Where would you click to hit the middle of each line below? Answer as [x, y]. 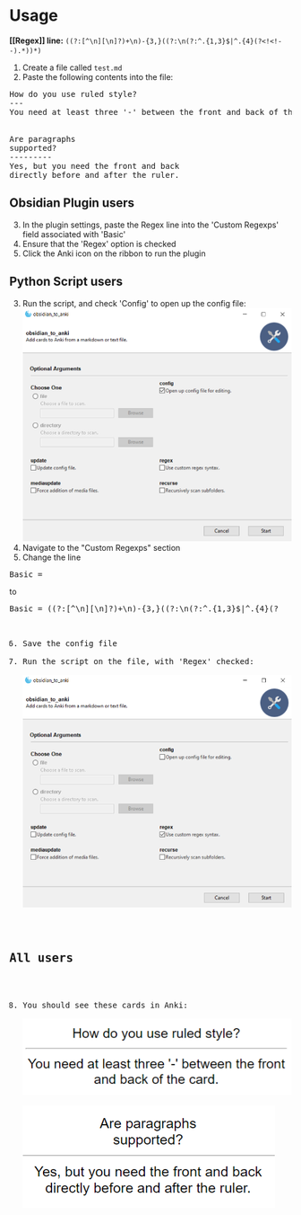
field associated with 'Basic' [74, 234]
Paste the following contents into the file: [98, 76]
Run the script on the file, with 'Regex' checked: [138, 662]
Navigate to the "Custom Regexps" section [101, 548]
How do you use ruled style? [73, 94]
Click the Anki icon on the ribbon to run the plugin [114, 253]
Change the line [52, 557]
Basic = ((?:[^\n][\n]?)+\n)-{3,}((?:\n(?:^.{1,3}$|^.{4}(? [144, 609]
